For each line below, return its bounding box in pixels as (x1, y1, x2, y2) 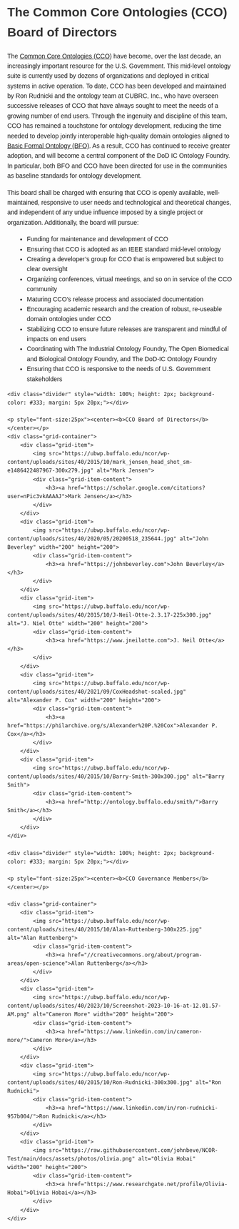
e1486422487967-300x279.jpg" (7, 467, 94, 475)
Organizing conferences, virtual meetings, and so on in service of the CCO (26, 275, 233, 283)
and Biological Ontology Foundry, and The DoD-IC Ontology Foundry (26, 355, 217, 363)
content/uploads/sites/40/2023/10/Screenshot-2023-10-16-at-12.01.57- (7, 1002, 222, 1010)
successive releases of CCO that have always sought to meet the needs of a (7, 102, 219, 110)
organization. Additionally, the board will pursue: (7, 218, 139, 226)
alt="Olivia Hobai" (138, 1155, 196, 1163)
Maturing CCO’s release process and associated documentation (26, 295, 204, 303)
